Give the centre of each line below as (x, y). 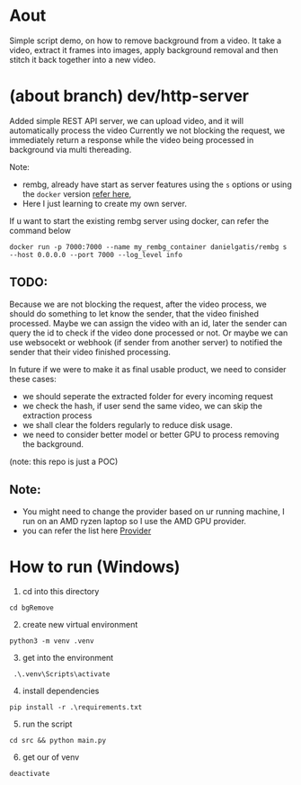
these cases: (33, 379)
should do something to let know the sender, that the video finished (134, 313)
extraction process (57, 415)
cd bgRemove (31, 608)
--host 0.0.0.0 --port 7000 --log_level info (96, 254)
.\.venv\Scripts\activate (62, 674)
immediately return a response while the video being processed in (132, 139)
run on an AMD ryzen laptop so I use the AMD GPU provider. (134, 521)
